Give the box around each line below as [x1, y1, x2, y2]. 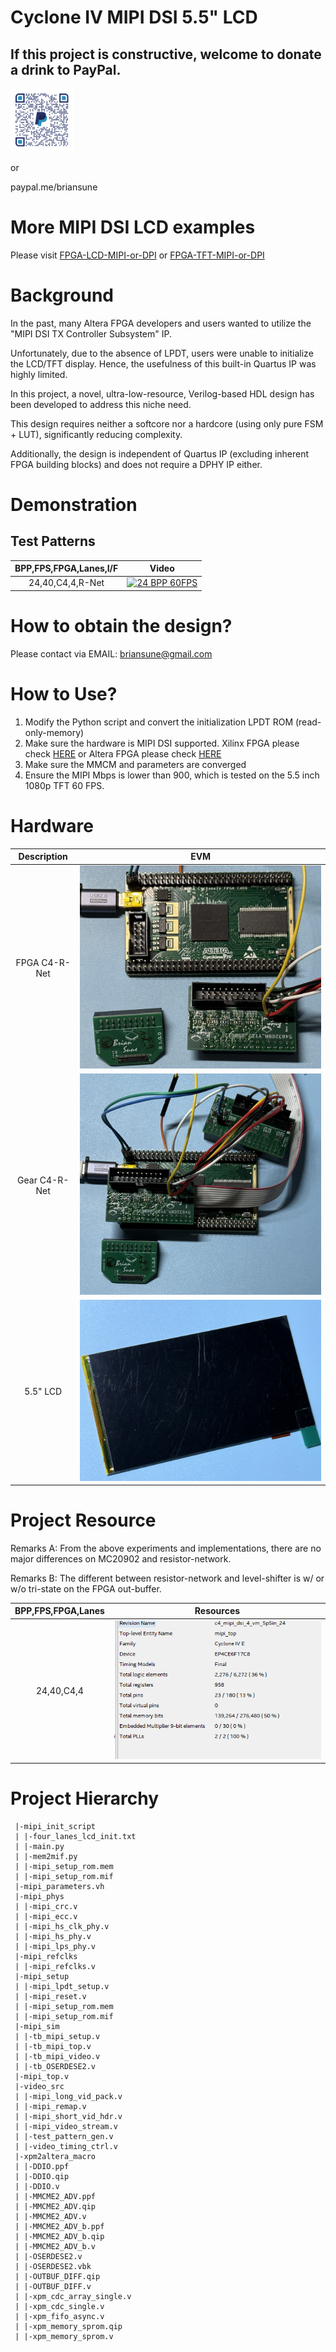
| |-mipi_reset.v [14, 1992, 87, 2002]
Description [18, 851, 68, 863]
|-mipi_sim [14, 2022, 60, 2032]
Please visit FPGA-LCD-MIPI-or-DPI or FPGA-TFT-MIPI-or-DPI [10, 249, 265, 261]
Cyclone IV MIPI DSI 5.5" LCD [10, 6, 258, 29]
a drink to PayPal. [10, 61, 122, 78]
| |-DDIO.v [14, 2182, 60, 2192]
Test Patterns [10, 533, 96, 550]
